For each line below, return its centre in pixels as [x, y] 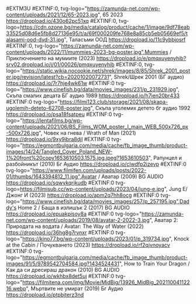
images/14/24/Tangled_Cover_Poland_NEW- [59, 151]
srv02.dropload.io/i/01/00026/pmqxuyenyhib [61, 64]
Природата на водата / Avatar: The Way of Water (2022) [75, 226]
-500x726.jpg [23, 133]
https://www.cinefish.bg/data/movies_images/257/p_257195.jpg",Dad [106, 201]
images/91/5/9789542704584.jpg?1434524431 [63, 264]
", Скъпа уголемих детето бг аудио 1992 [140, 108]
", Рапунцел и [165, 158]
